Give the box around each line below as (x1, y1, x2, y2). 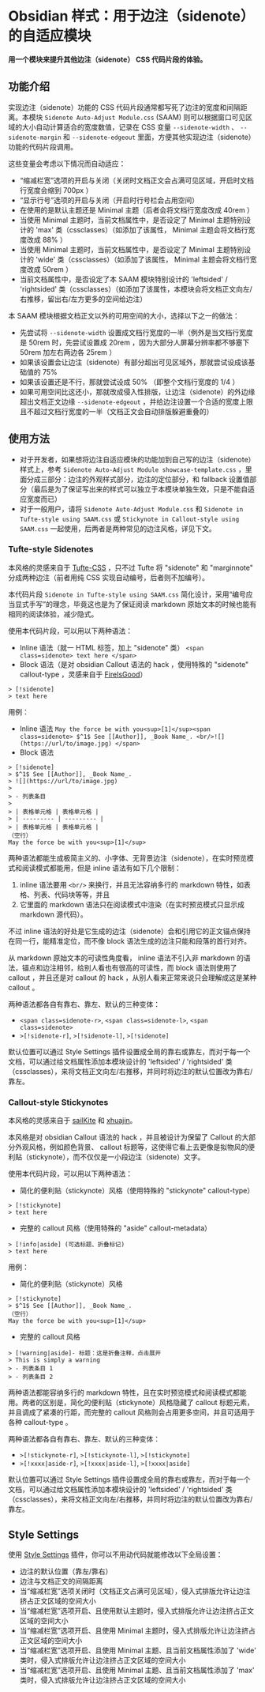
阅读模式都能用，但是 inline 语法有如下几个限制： (21, 863, 181, 872)
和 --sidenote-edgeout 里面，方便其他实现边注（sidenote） (62, 132, 256, 141)
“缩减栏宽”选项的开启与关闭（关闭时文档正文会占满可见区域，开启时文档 (19, 175, 255, 185)
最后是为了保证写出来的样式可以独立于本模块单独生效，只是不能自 (33, 484, 248, 494)
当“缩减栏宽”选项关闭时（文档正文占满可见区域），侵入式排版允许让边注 (19, 1586, 251, 1596)
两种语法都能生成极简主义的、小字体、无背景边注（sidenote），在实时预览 (8, 853, 247, 862)
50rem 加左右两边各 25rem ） (19, 347, 117, 356)
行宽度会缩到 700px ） (19, 185, 93, 194)
